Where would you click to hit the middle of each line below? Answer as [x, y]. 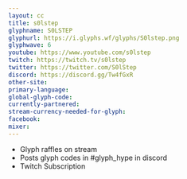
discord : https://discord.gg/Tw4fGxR [71, 75]
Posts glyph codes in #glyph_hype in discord [93, 158]
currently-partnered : [44, 104]
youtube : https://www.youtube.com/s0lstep [80, 53]
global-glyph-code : [41, 97]
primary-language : [39, 89]
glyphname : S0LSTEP [41, 30]
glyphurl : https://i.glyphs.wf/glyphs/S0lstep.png [94, 38]
